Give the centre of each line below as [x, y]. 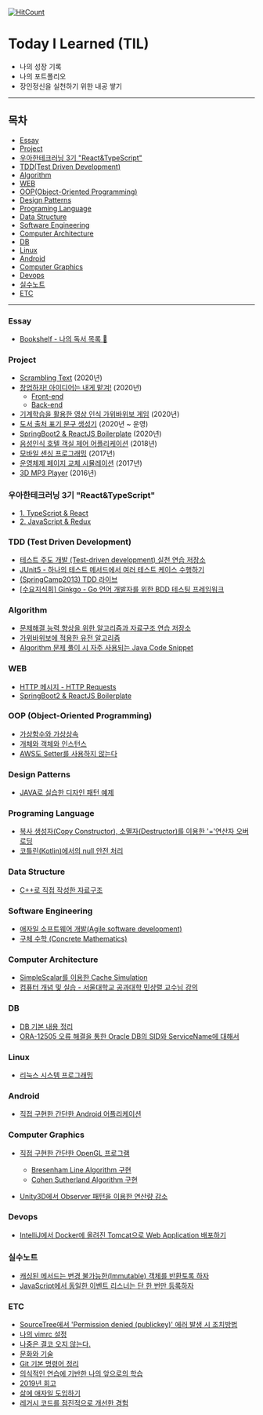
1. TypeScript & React [54, 513]
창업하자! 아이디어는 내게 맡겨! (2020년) [81, 388]
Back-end [47, 405]
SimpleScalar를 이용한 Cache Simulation [83, 978]
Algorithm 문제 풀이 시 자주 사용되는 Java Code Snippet [106, 648]
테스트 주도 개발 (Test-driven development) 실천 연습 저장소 [112, 559]
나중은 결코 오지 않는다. [55, 1344]
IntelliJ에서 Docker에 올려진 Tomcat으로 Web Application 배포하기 [123, 1235]
